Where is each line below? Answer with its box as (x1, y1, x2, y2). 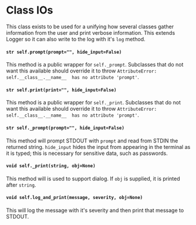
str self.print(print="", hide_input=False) (6, 87, 117, 93)
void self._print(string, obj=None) (6, 163, 96, 169)
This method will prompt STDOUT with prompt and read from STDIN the (6, 137, 178, 144)
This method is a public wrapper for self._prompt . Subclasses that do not (6, 61, 184, 68)
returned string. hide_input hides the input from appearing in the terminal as (6, 143, 191, 150)
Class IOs (6, 4, 53, 17)
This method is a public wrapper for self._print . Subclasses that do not (6, 99, 181, 106)
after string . (6, 181, 36, 188)
